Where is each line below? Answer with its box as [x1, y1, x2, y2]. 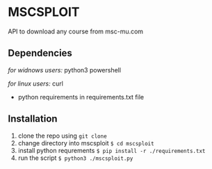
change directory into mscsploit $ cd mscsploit [17, 138, 155, 147]
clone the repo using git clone [17, 131, 107, 140]
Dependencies [8, 47, 72, 59]
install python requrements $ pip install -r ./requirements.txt [17, 146, 206, 154]
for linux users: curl [8, 79, 63, 88]
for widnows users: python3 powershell [8, 65, 121, 74]
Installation [8, 113, 58, 125]
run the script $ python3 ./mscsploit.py [17, 154, 133, 162]
